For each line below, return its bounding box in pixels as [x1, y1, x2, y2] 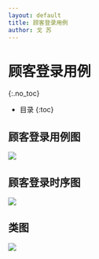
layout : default [8, 11, 61, 20]
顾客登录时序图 [8, 176, 81, 189]
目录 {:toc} [19, 105, 54, 115]
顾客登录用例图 [8, 130, 81, 144]
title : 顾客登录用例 [8, 19, 68, 27]
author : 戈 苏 [8, 26, 53, 34]
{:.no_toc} [8, 89, 40, 98]
